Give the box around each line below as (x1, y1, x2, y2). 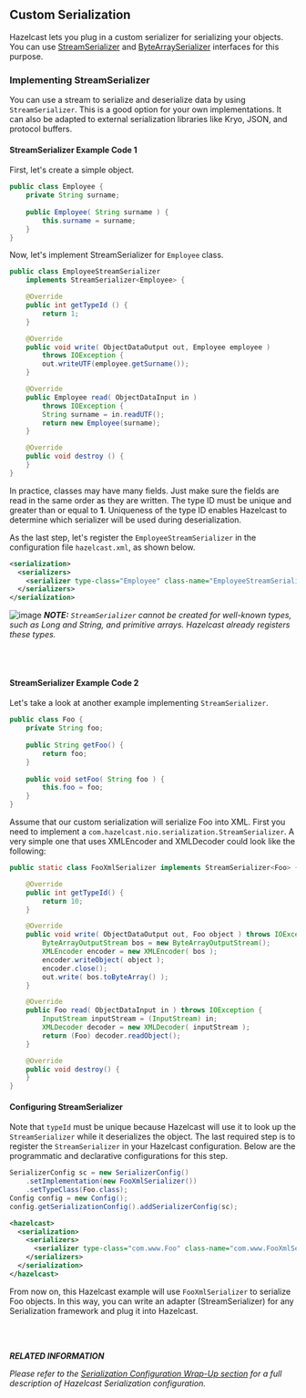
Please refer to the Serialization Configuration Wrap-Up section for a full (9, 1368, 282, 1379)
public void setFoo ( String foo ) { (25, 774, 166, 783)
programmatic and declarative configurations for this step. (9, 1151, 229, 1162)
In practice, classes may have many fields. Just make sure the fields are (9, 485, 280, 496)
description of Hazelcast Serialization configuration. (9, 1377, 207, 1389)
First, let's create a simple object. (9, 164, 135, 176)
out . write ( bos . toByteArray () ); (42, 972, 169, 981)
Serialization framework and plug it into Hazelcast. (9, 1305, 199, 1316)
